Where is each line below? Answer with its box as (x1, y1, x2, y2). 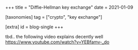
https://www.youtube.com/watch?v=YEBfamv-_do (5, 39, 110, 45)
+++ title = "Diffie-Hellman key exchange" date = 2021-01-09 (5, 5, 133, 10)
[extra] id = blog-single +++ (5, 24, 63, 30)
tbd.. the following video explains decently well (5, 34, 103, 39)
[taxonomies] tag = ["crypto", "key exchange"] (5, 14, 102, 20)
